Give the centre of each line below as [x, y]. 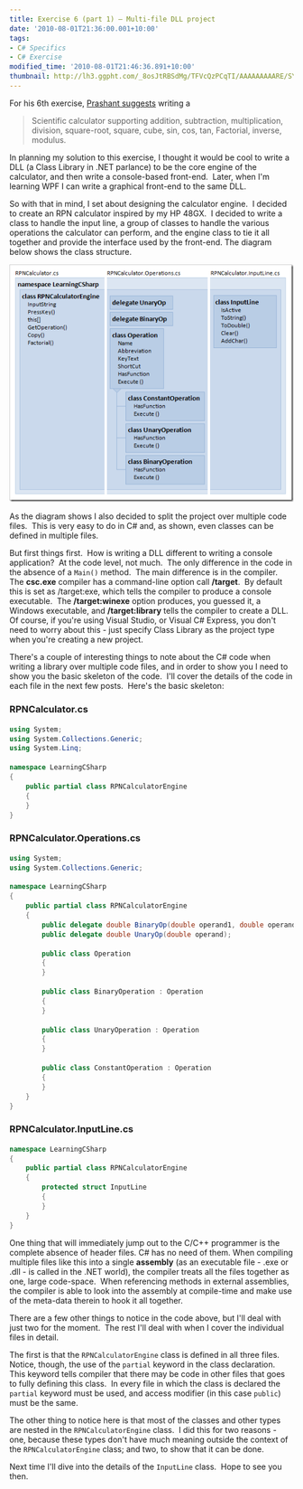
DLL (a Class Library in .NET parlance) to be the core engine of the [133, 166]
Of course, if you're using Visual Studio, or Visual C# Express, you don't [143, 620]
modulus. [49, 139]
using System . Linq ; [46, 749]
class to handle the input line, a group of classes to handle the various [139, 222]
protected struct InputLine [94, 1187]
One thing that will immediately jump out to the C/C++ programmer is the [145, 1242]
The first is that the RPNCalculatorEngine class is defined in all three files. [144, 1354]
